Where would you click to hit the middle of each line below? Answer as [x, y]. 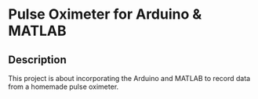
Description [37, 60]
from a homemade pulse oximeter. [64, 87]
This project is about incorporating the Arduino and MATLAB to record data [129, 78]
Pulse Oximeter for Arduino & [105, 14]
